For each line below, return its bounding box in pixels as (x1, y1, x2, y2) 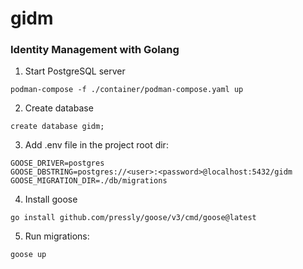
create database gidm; (10, 122, 105, 132)
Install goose (24, 193, 78, 206)
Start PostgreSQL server (24, 65, 126, 77)
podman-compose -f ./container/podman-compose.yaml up (10, 85, 244, 95)
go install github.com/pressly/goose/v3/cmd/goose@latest (10, 213, 257, 223)
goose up (10, 250, 47, 260)
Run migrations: (24, 230, 90, 242)
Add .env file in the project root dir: (24, 139, 169, 151)
